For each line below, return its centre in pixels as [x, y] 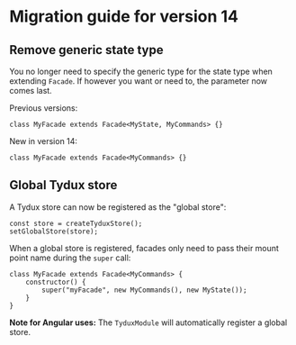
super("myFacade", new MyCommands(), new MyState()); [144, 290]
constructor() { [56, 282]
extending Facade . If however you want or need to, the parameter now [139, 81]
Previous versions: [44, 108]
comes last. [31, 91]
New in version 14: [44, 141]
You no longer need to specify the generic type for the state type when [141, 71]
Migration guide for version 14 [124, 17]
